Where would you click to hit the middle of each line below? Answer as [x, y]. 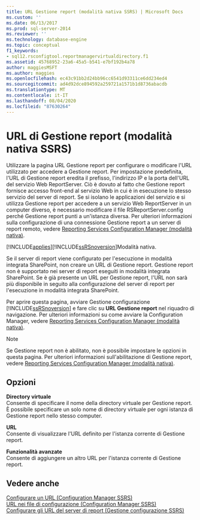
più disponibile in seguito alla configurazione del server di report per [90, 284]
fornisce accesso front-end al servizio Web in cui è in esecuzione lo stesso [99, 191]
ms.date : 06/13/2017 [32, 23]
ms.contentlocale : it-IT [37, 95]
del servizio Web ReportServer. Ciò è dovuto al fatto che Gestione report [96, 185]
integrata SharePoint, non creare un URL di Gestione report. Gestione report [100, 265]
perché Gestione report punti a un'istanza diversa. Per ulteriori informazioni [99, 216]
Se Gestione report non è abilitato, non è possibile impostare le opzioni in [96, 350]
